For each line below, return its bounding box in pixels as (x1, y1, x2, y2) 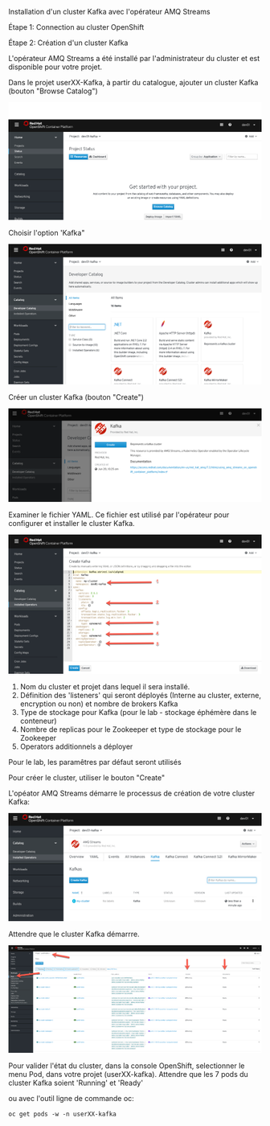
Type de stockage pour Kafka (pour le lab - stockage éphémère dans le (19, 707, 257, 717)
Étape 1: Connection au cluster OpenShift (8, 23, 145, 31)
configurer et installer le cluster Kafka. (8, 518, 135, 528)
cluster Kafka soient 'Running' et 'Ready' (8, 1078, 143, 1087)
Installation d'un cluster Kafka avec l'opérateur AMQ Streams (8, 7, 211, 16)
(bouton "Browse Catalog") (8, 86, 98, 96)
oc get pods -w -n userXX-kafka (8, 1110, 117, 1118)
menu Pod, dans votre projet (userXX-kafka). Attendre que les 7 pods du (8, 1069, 249, 1079)
